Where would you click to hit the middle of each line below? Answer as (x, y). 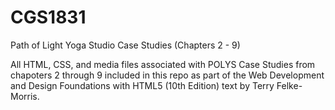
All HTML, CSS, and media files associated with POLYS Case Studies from (163, 64)
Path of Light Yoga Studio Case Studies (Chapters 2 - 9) (125, 45)
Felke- (289, 85)
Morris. (25, 96)
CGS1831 (48, 17)
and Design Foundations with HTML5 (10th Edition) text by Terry (142, 85)
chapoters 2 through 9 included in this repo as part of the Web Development (167, 75)
